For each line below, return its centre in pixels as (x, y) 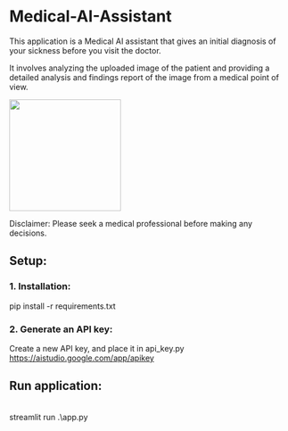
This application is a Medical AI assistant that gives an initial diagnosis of (143, 41)
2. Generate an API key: (61, 329)
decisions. (28, 233)
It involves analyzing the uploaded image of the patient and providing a (140, 68)
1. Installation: (40, 286)
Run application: (56, 386)
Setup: (28, 261)
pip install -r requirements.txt (62, 306)
